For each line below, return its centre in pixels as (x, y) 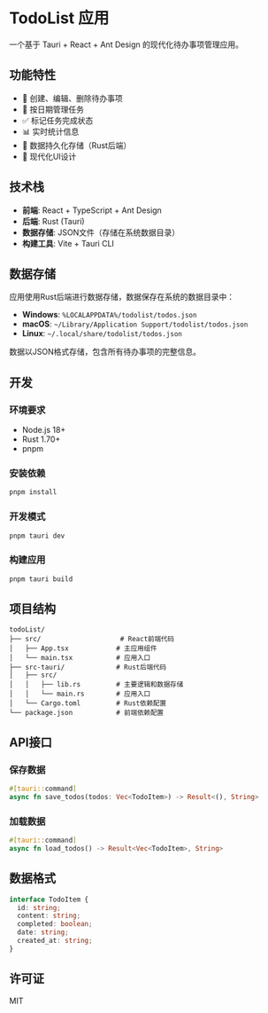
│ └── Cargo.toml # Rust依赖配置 (88, 703)
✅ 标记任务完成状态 (57, 120)
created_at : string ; (55, 941)
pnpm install (33, 492)
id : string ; (39, 907)
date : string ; (43, 932)
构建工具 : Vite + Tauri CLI (68, 243)
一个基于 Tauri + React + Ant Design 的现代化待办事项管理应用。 (126, 44)
